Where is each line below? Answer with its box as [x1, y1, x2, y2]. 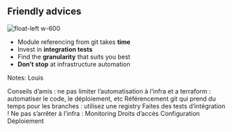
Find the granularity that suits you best [17, 52, 131, 61]
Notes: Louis [7, 73, 44, 82]
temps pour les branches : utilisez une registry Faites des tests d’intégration [7, 101, 226, 110]
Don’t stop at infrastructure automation [17, 59, 131, 68]
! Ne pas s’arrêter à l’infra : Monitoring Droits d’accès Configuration [7, 109, 201, 117]
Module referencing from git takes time [17, 38, 131, 46]
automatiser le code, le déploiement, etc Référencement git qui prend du [7, 94, 217, 103]
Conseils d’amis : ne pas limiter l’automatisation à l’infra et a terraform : [7, 87, 211, 95]
